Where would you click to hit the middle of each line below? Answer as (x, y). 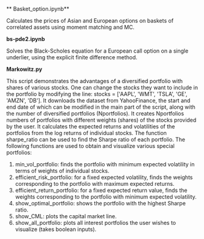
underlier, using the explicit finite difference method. (72, 57)
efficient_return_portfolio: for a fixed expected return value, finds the (101, 190)
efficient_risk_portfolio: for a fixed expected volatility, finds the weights (104, 177)
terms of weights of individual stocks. (62, 171)
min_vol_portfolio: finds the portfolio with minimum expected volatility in (105, 164)
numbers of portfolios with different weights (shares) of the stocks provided (101, 120)
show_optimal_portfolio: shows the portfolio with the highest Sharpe (100, 203)
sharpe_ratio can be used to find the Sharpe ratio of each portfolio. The (96, 139)
